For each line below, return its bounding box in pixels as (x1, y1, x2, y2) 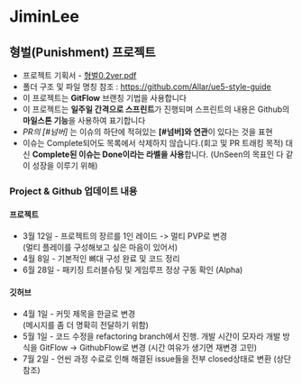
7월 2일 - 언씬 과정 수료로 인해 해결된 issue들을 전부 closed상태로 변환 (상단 (22, 353, 291, 364)
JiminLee (9, 6, 79, 27)
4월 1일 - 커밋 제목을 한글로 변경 (22, 308, 136, 319)
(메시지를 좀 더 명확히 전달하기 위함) (22, 320, 149, 331)
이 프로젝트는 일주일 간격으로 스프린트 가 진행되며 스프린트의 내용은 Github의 (22, 104, 290, 114)
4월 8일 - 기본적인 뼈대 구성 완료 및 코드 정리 (22, 253, 180, 264)
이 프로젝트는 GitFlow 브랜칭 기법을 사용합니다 (22, 93, 188, 103)
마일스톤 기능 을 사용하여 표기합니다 (22, 115, 146, 125)
